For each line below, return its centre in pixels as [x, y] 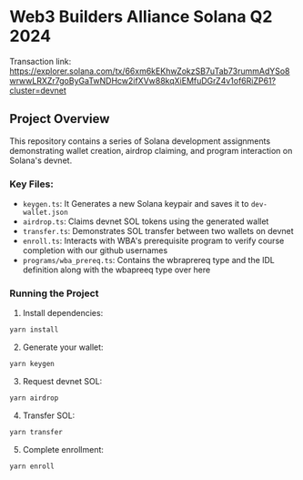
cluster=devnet [38, 90]
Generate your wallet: [63, 347]
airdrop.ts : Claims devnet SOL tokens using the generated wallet [146, 221]
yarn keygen [32, 364]
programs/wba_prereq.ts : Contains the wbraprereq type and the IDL [149, 260]
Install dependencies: [63, 313]
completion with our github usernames [95, 250]
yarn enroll [32, 466]
